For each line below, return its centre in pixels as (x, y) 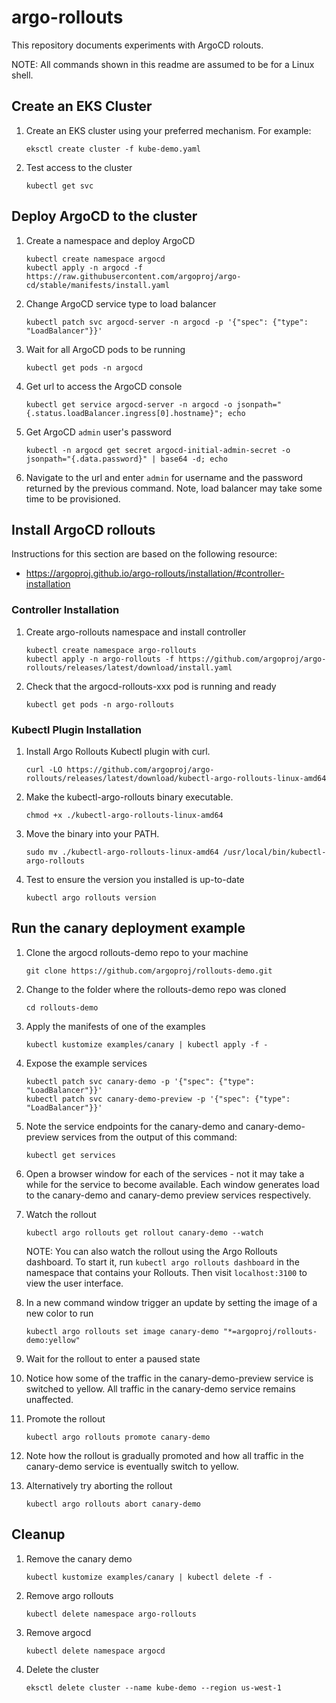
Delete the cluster (62, 1669)
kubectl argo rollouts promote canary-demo (118, 1437)
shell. (22, 75)
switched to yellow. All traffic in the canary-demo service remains (160, 1388)
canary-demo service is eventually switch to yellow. (132, 1466)
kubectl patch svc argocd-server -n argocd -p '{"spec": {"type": (167, 322)
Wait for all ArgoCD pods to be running (105, 349)
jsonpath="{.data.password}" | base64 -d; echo (126, 459)
